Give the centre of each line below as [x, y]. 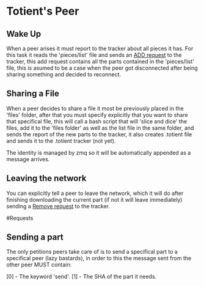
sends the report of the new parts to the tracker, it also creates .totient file [99, 134]
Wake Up [24, 34]
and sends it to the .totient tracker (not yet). [61, 141]
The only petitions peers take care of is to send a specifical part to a [92, 252]
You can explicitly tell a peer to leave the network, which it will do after [95, 193]
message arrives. [28, 159]
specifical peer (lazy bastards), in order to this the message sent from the [99, 258]
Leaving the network [46, 178]
